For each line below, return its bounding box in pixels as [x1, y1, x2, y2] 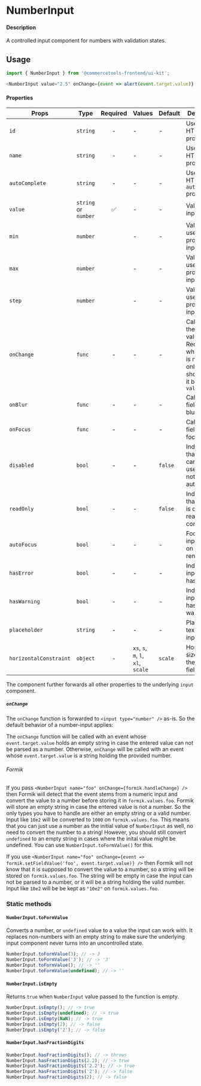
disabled [9, 462, 34, 469]
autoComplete [9, 180, 47, 187]
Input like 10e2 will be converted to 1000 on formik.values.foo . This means [6, 816, 190, 823]
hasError [9, 570, 34, 577]
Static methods [6, 900, 52, 908]
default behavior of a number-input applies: [6, 721, 114, 729]
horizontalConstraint [9, 655, 71, 662]
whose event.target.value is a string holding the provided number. [6, 752, 172, 759]
